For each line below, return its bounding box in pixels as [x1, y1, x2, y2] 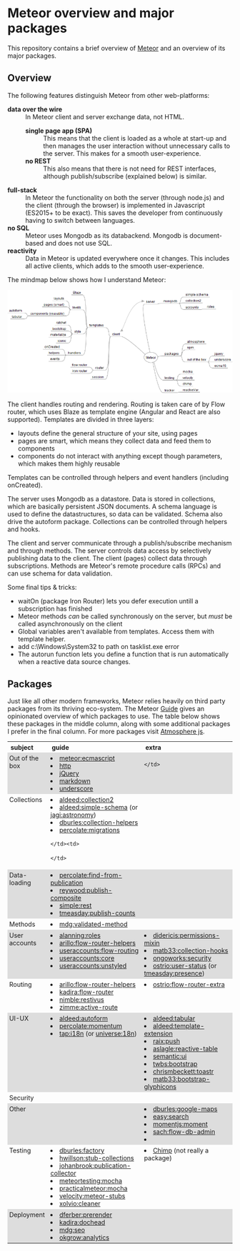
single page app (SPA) [25, 126, 93, 135]
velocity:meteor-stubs [59, 1192, 126, 1200]
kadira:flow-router [59, 988, 114, 997]
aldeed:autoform [59, 1014, 109, 1023]
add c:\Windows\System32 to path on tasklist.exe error [17, 642, 180, 650]
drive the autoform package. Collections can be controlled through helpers [7, 517, 227, 526]
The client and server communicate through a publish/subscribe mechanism [7, 538, 232, 547]
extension [144, 1030, 173, 1038]
